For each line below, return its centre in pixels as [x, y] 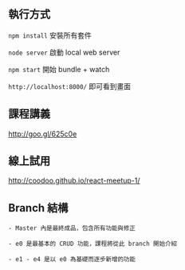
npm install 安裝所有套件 [50, 35]
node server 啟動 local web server [64, 52]
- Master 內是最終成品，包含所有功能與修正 [72, 228]
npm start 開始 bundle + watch [59, 69]
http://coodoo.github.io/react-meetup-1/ [75, 181]
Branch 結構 [38, 208]
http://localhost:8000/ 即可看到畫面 [70, 86]
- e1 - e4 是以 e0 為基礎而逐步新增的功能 [72, 260]
